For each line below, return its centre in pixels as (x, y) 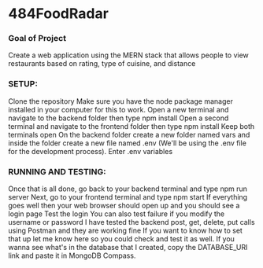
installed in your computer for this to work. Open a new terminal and (119, 109)
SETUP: (23, 84)
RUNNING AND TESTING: (57, 171)
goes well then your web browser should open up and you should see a (124, 206)
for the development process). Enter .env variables (91, 151)
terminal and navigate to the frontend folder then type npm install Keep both (131, 126)
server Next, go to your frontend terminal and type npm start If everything (128, 197)
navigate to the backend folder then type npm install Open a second (119, 118)
